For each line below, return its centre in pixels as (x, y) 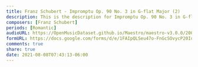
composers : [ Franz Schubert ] (42, 22)
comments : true (25, 44)
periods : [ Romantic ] (32, 28)
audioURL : (18, 33)
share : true (21, 50)
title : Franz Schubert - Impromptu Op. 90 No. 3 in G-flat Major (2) (93, 11)
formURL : (17, 38)
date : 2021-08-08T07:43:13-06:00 (47, 55)
